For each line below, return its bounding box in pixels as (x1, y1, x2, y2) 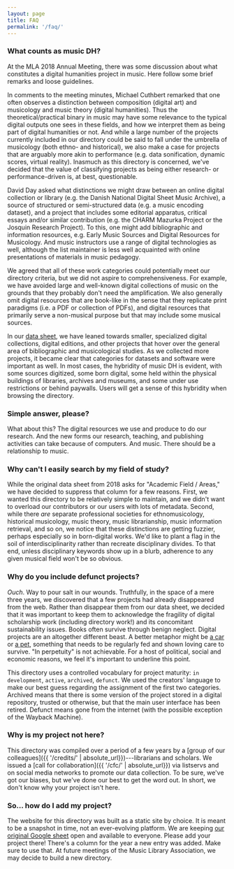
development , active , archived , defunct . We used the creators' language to (7, 675, 221, 684)
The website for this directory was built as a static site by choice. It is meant (7, 817, 226, 825)
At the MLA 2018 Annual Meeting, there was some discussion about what (7, 62, 218, 71)
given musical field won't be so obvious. (7, 554, 124, 563)
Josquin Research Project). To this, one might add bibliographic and (7, 223, 203, 231)
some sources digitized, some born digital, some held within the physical (7, 368, 217, 378)
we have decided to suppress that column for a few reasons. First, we (7, 487, 208, 496)
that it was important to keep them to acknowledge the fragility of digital (7, 610, 215, 619)
